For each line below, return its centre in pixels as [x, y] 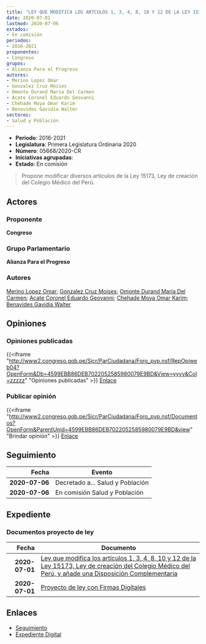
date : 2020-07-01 [29, 18]
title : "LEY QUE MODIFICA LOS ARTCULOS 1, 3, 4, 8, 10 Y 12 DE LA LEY [98, 12]
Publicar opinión [31, 397]
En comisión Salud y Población [99, 493]
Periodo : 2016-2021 [40, 138]
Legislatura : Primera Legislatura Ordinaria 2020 [76, 144]
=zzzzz [16, 381]
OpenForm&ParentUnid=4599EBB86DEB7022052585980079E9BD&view [98, 429]
